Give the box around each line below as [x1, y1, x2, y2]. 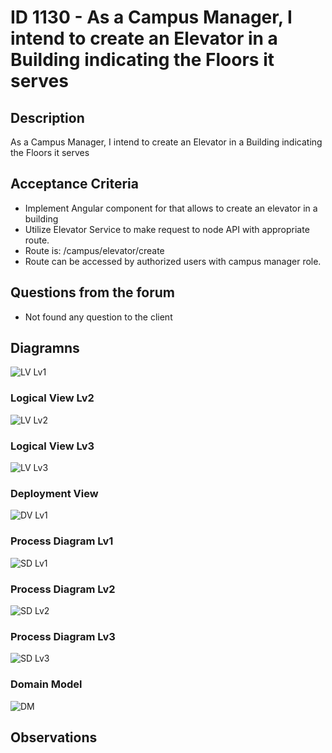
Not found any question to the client [24, 311, 173, 323]
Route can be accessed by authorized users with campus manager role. [24, 255, 322, 267]
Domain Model [10, 677, 83, 691]
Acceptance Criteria [10, 176, 139, 193]
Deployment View [10, 486, 99, 500]
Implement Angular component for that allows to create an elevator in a [24, 202, 318, 214]
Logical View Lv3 [10, 439, 95, 453]
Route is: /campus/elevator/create [24, 244, 165, 256]
